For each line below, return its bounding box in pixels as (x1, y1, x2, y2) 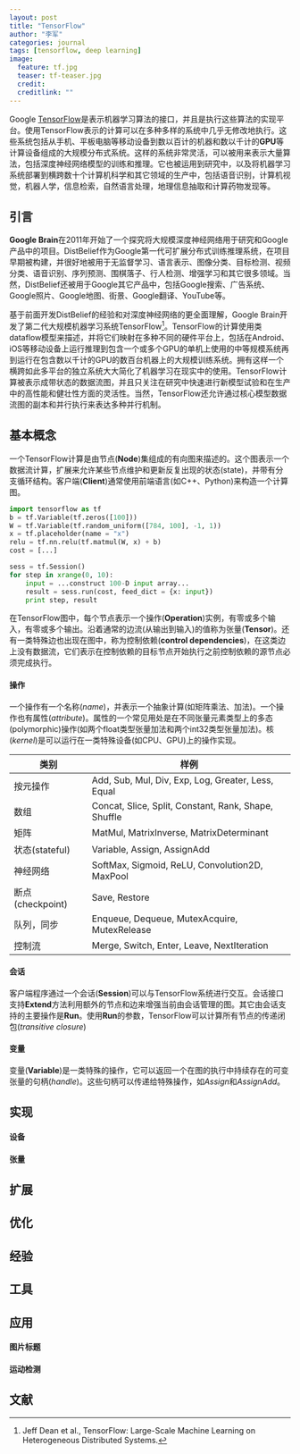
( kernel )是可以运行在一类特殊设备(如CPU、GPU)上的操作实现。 (9, 735, 241, 745)
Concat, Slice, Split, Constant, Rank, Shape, (91, 799, 274, 811)
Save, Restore (91, 891, 150, 903)
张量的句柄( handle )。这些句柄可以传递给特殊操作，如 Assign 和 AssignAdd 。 (9, 1076, 286, 1087)
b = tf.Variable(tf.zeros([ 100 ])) (9, 513, 138, 522)
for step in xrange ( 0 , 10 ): (9, 570, 114, 579)
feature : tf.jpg (17, 63, 78, 72)
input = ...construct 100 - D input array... (25, 578, 190, 588)
